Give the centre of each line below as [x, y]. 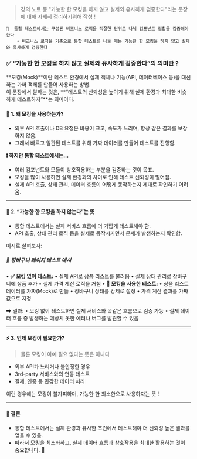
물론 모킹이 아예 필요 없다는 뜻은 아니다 [65, 354]
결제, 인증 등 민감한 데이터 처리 [50, 381]
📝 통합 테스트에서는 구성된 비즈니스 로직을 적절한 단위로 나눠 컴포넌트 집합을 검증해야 [97, 29]
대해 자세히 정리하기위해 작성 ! [61, 16]
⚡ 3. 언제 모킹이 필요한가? [35, 338]
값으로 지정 [19, 298]
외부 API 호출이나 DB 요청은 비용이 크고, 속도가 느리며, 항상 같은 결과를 [96, 128]
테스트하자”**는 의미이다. [46, 99]
